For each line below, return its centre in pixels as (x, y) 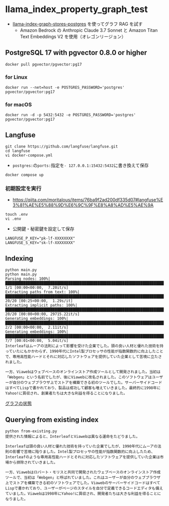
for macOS (19, 105)
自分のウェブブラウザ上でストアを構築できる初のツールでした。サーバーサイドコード (87, 383)
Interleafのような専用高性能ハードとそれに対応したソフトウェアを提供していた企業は (82, 457)
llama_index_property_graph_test (76, 9)
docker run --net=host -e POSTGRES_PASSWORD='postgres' (65, 88)
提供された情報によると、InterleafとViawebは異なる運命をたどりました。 (72, 437)
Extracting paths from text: (36, 292)
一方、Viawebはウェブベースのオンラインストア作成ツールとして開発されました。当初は (83, 372)
